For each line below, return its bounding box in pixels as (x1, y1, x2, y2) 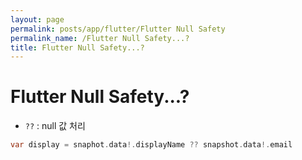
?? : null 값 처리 (24, 120, 86, 132)
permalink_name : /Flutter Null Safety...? (10, 33, 190, 43)
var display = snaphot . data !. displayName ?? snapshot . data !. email (10, 140, 293, 150)
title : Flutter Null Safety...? (10, 42, 145, 53)
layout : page (10, 14, 65, 25)
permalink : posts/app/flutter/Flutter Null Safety (10, 24, 226, 34)
